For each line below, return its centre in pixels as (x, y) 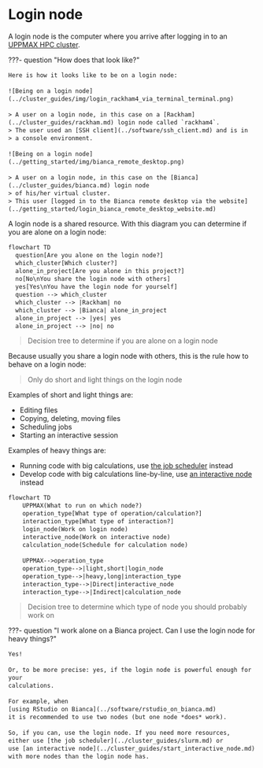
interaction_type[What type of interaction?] (98, 521)
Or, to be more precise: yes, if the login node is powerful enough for (130, 670)
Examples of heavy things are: (57, 450)
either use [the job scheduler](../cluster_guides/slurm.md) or (116, 740)
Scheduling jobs (46, 426)
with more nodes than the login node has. (79, 756)
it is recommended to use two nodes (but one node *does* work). (117, 717)
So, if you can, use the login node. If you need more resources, (119, 733)
